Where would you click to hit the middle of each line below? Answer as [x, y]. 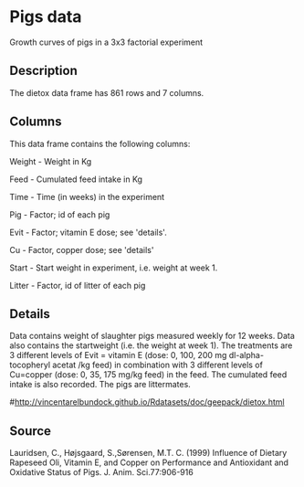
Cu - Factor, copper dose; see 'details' [82, 249]
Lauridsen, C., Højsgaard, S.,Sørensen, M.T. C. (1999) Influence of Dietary [148, 453]
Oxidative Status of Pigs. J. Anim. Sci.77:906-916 [101, 472]
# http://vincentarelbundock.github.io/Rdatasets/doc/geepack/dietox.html [147, 402]
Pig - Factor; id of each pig [60, 214]
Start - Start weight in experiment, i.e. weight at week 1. [114, 268]
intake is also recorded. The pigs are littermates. [100, 385]
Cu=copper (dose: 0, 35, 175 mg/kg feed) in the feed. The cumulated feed [148, 375]
